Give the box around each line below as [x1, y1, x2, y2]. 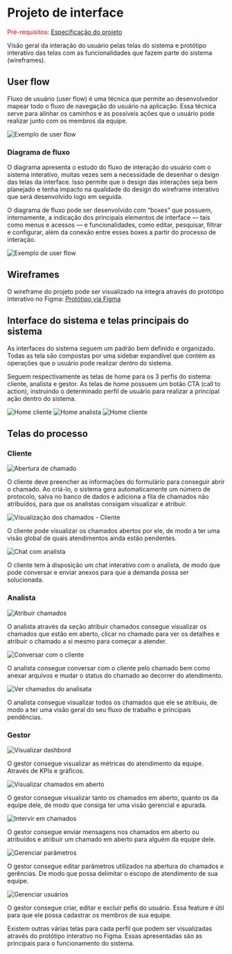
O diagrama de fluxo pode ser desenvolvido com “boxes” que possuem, [7, 206, 213, 214]
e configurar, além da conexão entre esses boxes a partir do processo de [7, 228, 217, 236]
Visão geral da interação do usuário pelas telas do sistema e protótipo [7, 41, 206, 49]
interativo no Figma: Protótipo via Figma [7, 295, 121, 303]
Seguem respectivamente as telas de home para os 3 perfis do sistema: [7, 372, 213, 381]
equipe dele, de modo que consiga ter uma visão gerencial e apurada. [7, 801, 207, 809]
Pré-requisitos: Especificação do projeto [7, 28, 123, 36]
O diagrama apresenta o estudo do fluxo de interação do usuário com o [7, 163, 211, 171]
